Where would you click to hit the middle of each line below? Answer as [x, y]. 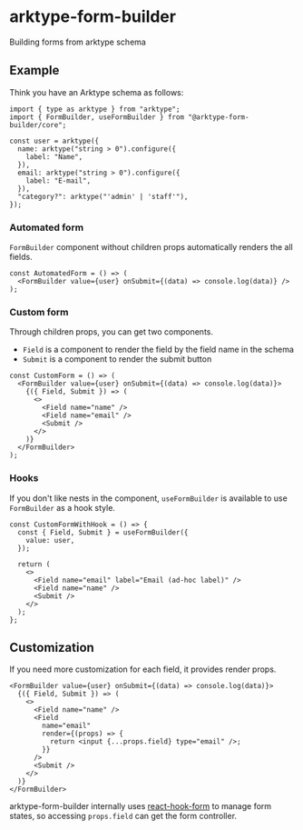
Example [34, 70]
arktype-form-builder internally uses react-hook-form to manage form [141, 806]
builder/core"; [38, 125]
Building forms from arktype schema [78, 42]
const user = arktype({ [54, 141]
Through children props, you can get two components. [111, 332]
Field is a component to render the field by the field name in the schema [158, 350]
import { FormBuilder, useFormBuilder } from [97, 117]
